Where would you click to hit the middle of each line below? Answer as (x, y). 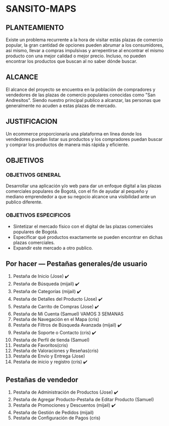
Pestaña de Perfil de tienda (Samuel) (51, 340)
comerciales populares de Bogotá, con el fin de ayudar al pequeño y (77, 191)
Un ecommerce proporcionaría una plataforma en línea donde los (74, 134)
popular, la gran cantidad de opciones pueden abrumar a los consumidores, (85, 45)
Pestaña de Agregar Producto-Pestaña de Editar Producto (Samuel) (83, 400)
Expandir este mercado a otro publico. (53, 248)
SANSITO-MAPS (41, 9)
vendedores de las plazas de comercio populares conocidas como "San (81, 95)
